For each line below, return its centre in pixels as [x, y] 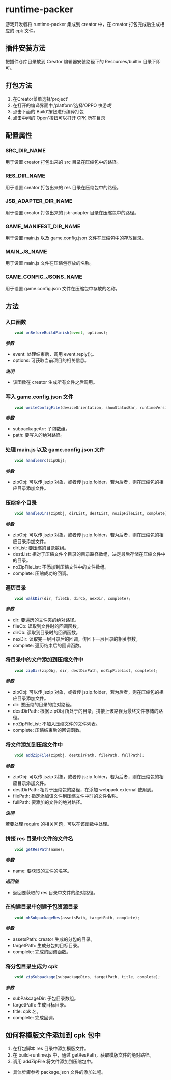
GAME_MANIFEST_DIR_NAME [43, 226]
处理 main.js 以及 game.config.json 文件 [55, 450]
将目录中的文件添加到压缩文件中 [45, 659]
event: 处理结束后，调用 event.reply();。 [54, 354]
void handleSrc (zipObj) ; [41, 460]
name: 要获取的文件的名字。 [42, 871]
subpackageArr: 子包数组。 [41, 429]
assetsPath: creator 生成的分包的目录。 [54, 939]
